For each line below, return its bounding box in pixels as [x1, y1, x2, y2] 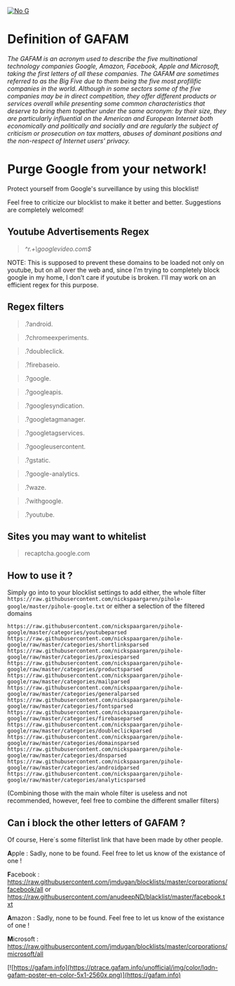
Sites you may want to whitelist [7, 531, 147, 543]
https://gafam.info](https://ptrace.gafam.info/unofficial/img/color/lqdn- [13, 963, 219, 971]
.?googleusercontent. [24, 442, 86, 450]
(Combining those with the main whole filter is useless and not [7, 789, 187, 798]
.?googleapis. [24, 387, 63, 396]
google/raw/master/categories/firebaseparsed [7, 715, 142, 722]
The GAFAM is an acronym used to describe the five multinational [7, 54, 198, 63]
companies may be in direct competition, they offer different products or [7, 91, 217, 100]
